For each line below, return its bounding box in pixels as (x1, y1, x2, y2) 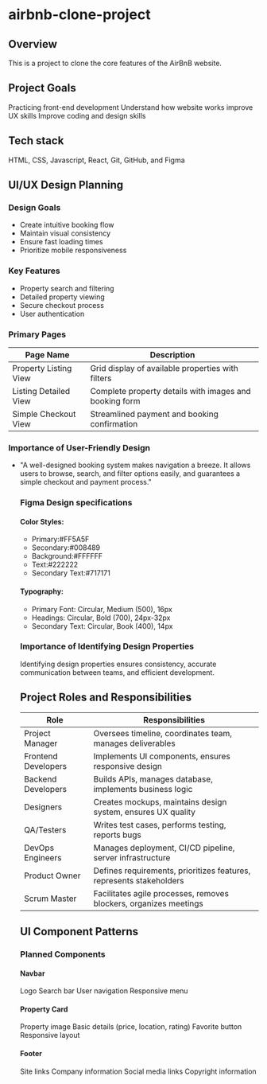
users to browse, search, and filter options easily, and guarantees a (19, 469, 241, 478)
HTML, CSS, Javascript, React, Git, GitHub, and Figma (8, 155, 185, 165)
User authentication (19, 309, 85, 318)
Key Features (8, 265, 61, 276)
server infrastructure (93, 852, 171, 863)
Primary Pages (8, 329, 66, 340)
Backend (23, 774, 57, 785)
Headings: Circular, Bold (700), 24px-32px (31, 613, 171, 622)
